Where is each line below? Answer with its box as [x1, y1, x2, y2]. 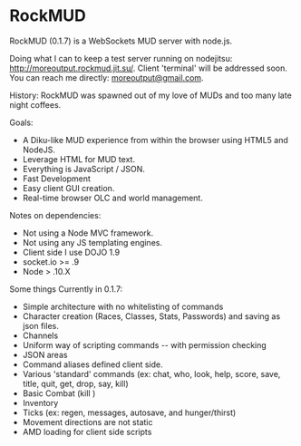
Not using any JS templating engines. [22, 237, 163, 247]
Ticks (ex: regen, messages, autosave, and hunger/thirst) [22, 407, 237, 418]
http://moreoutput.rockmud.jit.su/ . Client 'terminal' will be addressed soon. [9, 63, 287, 73]
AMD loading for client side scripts [22, 426, 152, 437]
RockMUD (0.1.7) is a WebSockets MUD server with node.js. [9, 35, 233, 46]
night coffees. [9, 99, 62, 110]
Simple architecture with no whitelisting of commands [22, 301, 224, 312]
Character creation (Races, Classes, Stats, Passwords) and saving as [22, 310, 281, 322]
